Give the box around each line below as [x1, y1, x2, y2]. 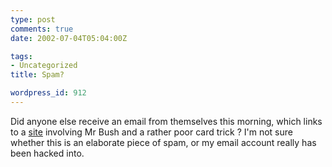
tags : [10, 51, 33, 61]
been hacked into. [10, 147, 85, 159]
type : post [10, 14, 56, 25]
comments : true [10, 24, 74, 34]
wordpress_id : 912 [10, 88, 87, 98]
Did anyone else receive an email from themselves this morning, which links [10, 115, 323, 127]
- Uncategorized [10, 61, 78, 71]
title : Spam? [10, 70, 65, 80]
